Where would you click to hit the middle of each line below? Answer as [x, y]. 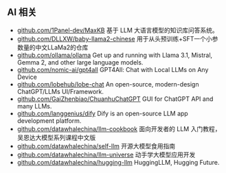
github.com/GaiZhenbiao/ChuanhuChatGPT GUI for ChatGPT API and [115, 99]
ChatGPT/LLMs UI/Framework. [60, 91]
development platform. [49, 120]
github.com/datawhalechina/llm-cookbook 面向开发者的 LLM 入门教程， [119, 128]
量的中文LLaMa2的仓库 [56, 47]
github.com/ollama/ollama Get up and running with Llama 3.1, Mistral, [115, 55]
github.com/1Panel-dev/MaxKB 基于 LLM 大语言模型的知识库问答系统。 [117, 30]
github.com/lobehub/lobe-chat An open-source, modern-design [108, 84]
